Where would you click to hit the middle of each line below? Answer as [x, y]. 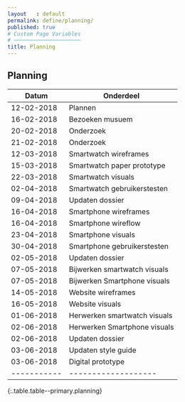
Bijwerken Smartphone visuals [120, 281]
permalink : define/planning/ [51, 21]
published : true [31, 27]
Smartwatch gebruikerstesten [118, 188]
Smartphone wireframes [109, 212]
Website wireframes [102, 292]
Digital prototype [97, 362]
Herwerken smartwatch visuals [121, 315]
